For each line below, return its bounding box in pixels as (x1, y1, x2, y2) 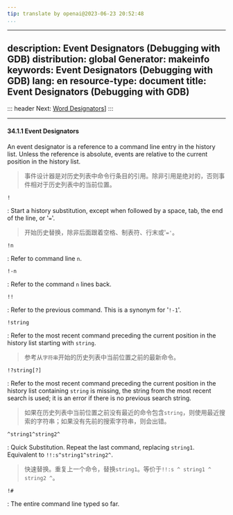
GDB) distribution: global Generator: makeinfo (7, 54, 210, 65)
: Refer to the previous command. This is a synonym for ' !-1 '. (7, 306, 182, 314)
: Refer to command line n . (7, 254, 82, 262)
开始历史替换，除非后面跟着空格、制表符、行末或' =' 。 (24, 228, 179, 237)
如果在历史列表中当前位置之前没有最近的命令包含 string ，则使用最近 (24, 408, 220, 416)
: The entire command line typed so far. (7, 499, 120, 508)
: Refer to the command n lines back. (7, 280, 112, 288)
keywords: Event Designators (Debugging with (7, 64, 214, 77)
